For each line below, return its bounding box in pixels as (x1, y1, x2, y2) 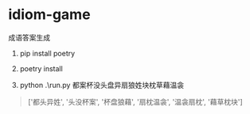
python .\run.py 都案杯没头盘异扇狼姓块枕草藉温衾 (19, 80, 185, 89)
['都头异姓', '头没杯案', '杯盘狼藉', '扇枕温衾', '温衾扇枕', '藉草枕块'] (27, 97, 243, 106)
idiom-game (8, 6, 91, 24)
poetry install (19, 63, 64, 73)
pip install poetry (19, 48, 76, 58)
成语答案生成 (8, 32, 50, 42)
